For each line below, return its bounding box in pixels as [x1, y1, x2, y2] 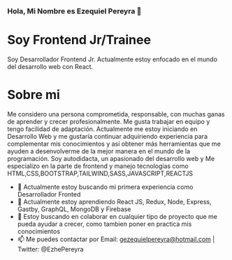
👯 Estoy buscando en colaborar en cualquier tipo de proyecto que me [17, 212, 218, 220]
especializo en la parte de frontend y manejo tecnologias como [7, 162, 189, 170]
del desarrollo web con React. [7, 62, 94, 70]
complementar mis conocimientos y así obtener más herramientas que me [7, 139, 222, 148]
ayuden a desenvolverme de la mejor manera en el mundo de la [7, 146, 191, 155]
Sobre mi [7, 87, 61, 103]
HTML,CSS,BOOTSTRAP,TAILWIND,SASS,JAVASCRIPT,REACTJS [7, 169, 194, 177]
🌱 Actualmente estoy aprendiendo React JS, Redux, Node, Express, [17, 197, 212, 206]
